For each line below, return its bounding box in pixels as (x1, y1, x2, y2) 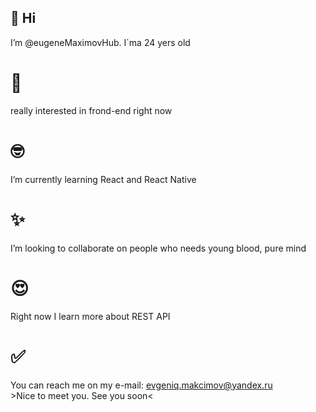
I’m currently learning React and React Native (10, 173, 197, 185)
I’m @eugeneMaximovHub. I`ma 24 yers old (10, 36, 191, 48)
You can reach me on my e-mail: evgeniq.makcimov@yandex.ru (10, 379, 273, 391)
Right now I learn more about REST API (10, 310, 171, 322)
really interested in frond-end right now (10, 104, 173, 116)
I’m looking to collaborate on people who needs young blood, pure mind (10, 242, 307, 254)
